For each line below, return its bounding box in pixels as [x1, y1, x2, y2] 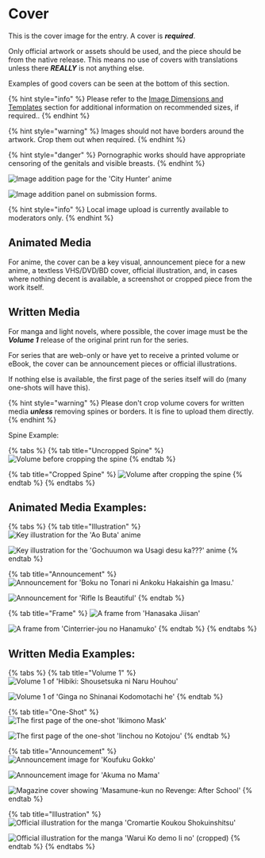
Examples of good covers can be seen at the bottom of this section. [8, 79, 230, 88]
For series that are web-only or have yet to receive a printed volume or [8, 350, 240, 360]
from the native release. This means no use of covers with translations [8, 55, 238, 64]
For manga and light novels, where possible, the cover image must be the [8, 326, 248, 336]
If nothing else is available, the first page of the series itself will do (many [8, 374, 248, 383]
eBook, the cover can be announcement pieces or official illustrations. [8, 359, 237, 368]
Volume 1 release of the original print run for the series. [8, 335, 189, 344]
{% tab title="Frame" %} [8, 609, 88, 618]
